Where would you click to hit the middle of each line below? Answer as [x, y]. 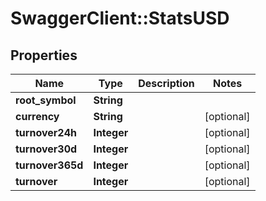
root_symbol [46, 100]
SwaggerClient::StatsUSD [120, 18]
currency [37, 116]
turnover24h [46, 132]
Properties [44, 55]
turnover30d [46, 149]
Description [166, 83]
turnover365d [49, 165]
